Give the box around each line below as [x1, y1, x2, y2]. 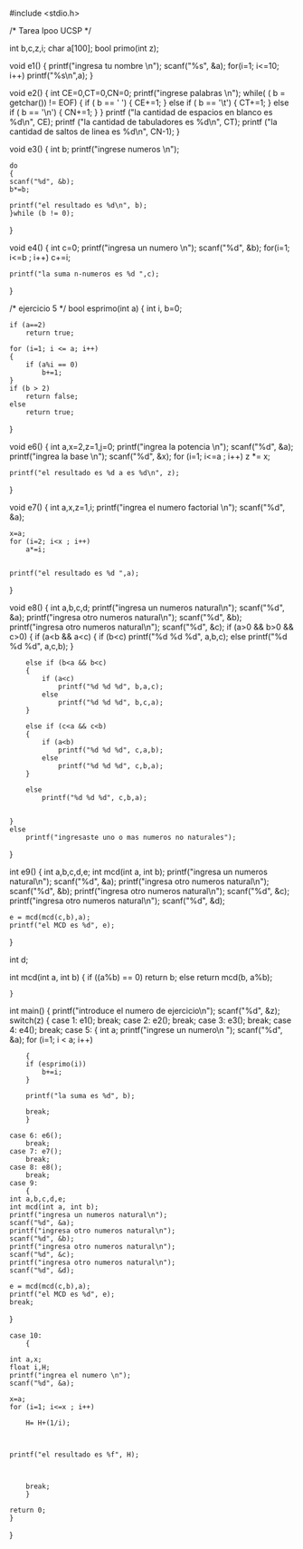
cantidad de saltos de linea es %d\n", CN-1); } [9, 126, 181, 137]
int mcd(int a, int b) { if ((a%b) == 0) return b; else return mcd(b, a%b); [9, 972, 273, 982]
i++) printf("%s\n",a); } [9, 70, 93, 81]
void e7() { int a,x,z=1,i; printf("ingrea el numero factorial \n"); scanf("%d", [9, 502, 285, 512]
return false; [25, 392, 79, 401]
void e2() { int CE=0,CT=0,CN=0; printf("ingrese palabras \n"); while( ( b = [9, 88, 286, 98]
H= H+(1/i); [25, 1418, 71, 1427]
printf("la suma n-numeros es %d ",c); [9, 269, 160, 278]
